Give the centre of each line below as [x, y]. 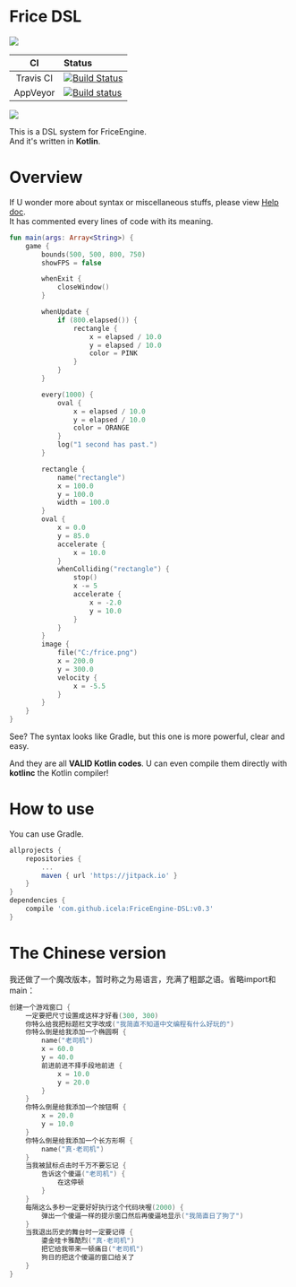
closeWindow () [83, 287]
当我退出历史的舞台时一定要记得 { [80, 1232]
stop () [85, 578]
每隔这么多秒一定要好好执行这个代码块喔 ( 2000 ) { [105, 1207]
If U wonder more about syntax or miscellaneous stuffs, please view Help [144, 202]
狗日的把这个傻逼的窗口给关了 [88, 1257]
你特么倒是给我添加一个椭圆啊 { [76, 1032]
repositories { [54, 858]
